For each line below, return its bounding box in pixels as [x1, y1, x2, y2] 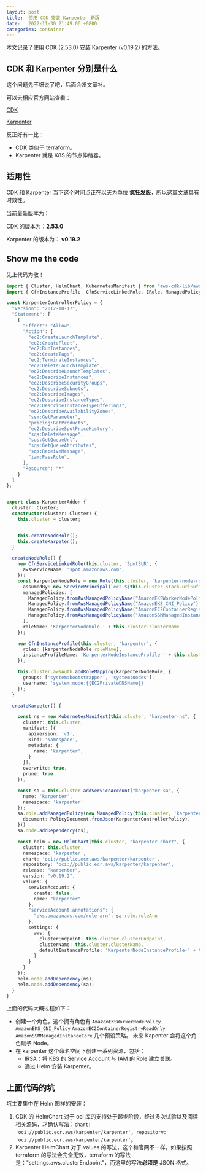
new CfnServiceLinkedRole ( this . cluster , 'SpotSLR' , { [17, 561, 158, 567]
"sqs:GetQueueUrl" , [28, 437, 78, 443]
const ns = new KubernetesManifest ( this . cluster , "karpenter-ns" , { [17, 714, 196, 720]
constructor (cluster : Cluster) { [12, 510, 97, 517]
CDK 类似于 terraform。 [15, 144, 75, 151]
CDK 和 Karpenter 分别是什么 [6, 63, 118, 74]
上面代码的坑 [6, 1082, 55, 1093]
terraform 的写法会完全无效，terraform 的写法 [15, 1151, 131, 1158]
